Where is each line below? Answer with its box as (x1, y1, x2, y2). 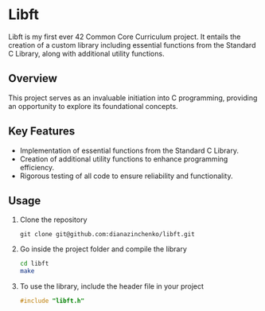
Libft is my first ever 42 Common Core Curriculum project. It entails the (8, 32, 241, 41)
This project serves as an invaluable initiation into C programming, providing (8, 93, 258, 103)
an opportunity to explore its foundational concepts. (8, 101, 178, 111)
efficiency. (19, 162, 54, 172)
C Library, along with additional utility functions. (8, 49, 165, 58)
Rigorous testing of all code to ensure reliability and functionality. (19, 171, 233, 181)
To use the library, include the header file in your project (19, 282, 205, 291)
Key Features (8, 125, 76, 138)
